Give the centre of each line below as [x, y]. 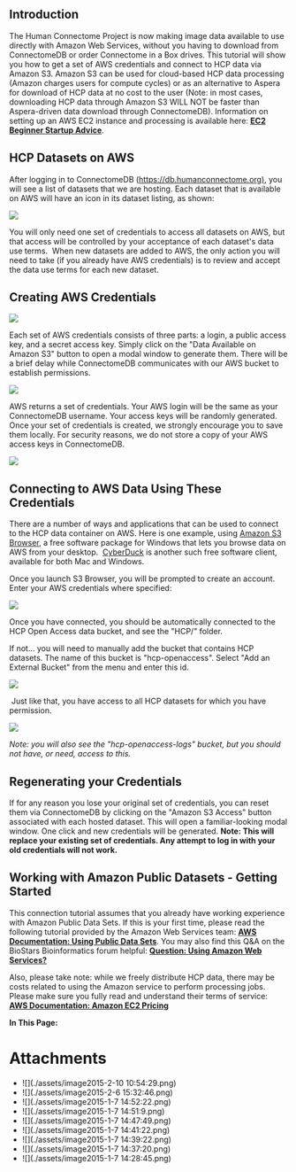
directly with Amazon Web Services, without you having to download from [144, 45]
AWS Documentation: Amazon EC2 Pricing [89, 1005]
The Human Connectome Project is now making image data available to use [147, 35]
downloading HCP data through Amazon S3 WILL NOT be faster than [135, 102]
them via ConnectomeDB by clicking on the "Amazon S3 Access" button [140, 812]
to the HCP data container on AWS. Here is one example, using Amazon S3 [145, 533]
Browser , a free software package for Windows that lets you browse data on [148, 543]
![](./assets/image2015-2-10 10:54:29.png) [99, 1083]
